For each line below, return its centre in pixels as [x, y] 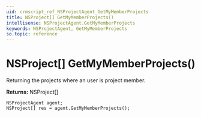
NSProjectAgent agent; [34, 103]
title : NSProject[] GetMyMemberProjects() [60, 17]
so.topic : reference [32, 34]
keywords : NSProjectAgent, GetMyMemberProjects [67, 28]
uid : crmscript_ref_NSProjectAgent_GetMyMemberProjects [77, 12]
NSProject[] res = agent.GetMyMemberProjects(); [68, 109]
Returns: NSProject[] [32, 92]
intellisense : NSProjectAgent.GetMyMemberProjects [71, 23]
